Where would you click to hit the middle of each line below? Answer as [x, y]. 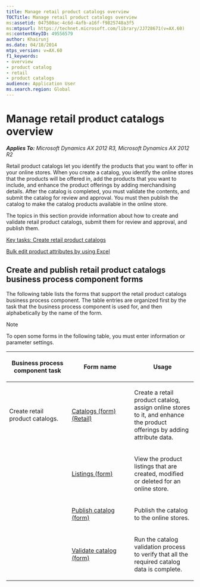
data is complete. [158, 569]
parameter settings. [30, 342]
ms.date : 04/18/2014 [32, 45]
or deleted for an [157, 481]
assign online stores [162, 407]
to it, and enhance [159, 415]
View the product [158, 459]
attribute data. [154, 437]
